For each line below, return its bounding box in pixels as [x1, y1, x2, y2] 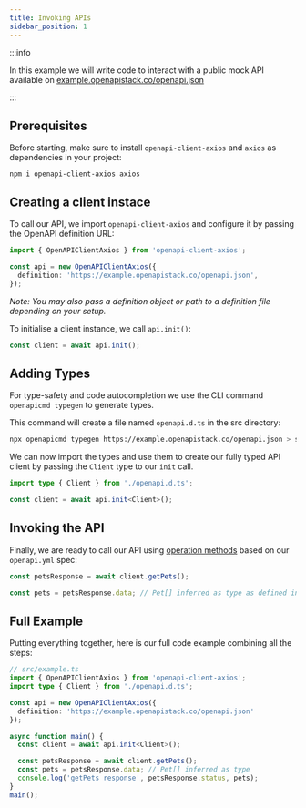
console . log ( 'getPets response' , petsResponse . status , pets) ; [17, 773, 259, 783]
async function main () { [9, 731, 104, 741]
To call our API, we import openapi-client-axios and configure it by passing [9, 219, 294, 230]
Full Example [9, 613, 84, 629]
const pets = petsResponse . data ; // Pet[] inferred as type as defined [9, 588, 287, 598]
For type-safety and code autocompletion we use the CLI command [9, 390, 264, 401]
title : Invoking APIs [9, 13, 92, 23]
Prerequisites [9, 118, 87, 133]
